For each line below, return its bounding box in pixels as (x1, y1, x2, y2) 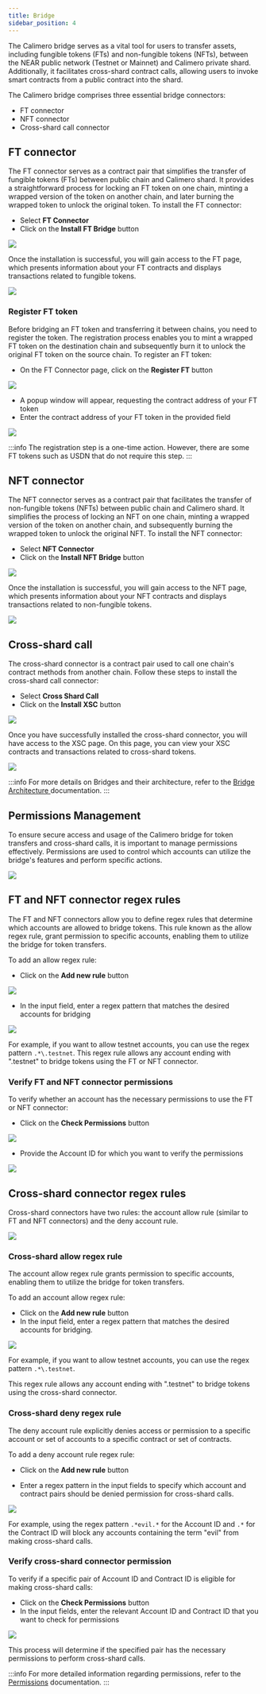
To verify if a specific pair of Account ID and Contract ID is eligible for (8, 1574, 236, 1583)
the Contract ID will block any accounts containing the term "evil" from (8, 1528, 240, 1537)
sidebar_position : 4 (8, 19, 77, 27)
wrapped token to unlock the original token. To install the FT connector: (8, 200, 242, 210)
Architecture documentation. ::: (8, 786, 110, 795)
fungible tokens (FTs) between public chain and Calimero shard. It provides (8, 175, 254, 185)
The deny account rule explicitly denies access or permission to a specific (8, 1425, 251, 1436)
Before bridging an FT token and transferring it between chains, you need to (8, 324, 257, 334)
